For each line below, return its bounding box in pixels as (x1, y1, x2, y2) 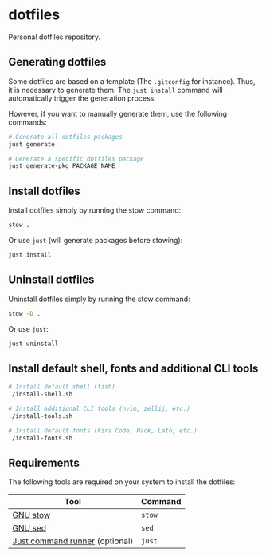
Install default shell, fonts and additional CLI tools (8, 361, 259, 375)
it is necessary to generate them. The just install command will (8, 85, 223, 94)
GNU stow (12, 510, 51, 521)
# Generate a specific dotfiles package (8, 154, 145, 163)
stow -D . (8, 309, 41, 317)
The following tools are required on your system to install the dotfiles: (8, 477, 236, 487)
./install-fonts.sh (8, 434, 73, 442)
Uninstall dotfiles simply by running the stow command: (8, 294, 190, 304)
